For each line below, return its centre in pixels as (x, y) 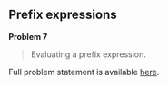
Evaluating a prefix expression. (89, 54)
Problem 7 (28, 36)
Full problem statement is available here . (84, 72)
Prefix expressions (63, 15)
